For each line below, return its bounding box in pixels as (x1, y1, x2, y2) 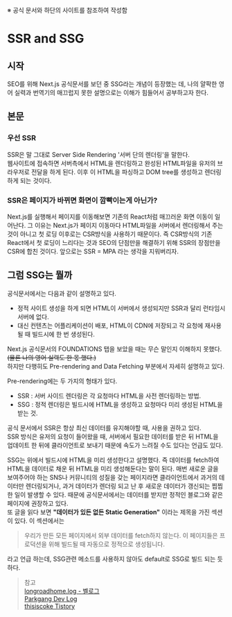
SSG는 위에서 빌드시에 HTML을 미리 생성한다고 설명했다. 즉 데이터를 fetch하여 (7, 455, 220, 464)
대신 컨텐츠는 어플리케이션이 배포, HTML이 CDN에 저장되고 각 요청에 (17, 321, 204, 330)
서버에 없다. (17, 312, 50, 321)
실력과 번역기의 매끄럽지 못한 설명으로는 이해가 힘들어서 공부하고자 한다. (14, 89, 209, 96)
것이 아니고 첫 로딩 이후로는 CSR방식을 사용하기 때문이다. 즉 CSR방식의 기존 (7, 230, 213, 238)
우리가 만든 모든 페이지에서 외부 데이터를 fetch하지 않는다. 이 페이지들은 (24, 531, 218, 539)
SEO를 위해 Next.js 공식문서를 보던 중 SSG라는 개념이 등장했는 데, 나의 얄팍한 (7, 80, 217, 88)
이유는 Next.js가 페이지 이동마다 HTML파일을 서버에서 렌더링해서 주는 (34, 221, 224, 229)
